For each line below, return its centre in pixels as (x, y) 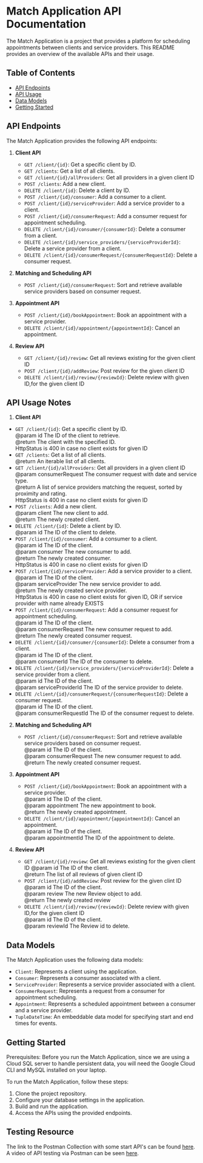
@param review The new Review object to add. (83, 894)
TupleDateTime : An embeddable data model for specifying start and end (104, 1017)
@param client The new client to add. (62, 513)
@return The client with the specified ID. (65, 442)
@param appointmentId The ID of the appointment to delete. (99, 838)
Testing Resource (40, 1132)
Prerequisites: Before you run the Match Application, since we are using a (98, 1057)
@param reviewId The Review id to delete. (77, 926)
